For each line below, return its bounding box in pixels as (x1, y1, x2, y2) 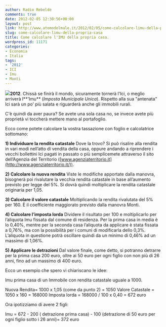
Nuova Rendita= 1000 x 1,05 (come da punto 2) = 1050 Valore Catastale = (5, 286, 155, 292)
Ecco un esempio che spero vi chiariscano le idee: (5, 267, 108, 273)
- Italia (5, 53, 23, 58)
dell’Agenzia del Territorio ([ (5, 156, 62, 162)
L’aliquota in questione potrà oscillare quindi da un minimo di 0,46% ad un (5, 232, 156, 238)
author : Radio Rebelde (5, 7, 52, 12)
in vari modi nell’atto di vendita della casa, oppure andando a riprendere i (5, 146, 154, 152)
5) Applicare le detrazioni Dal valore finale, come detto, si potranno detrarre (5, 247, 161, 253)
